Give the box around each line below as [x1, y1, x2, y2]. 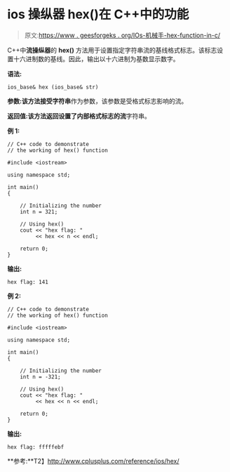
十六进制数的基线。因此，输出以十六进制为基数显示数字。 [13, 54, 180, 63]
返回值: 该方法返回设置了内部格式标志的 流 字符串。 [7, 112, 151, 120]
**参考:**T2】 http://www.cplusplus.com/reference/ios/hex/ [7, 457, 180, 465]
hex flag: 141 [7, 278, 49, 285]
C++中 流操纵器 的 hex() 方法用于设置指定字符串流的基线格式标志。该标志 [7, 46, 217, 54]
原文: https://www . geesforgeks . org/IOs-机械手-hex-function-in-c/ [24, 31, 221, 39]
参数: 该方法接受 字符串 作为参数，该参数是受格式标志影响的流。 [7, 96, 188, 105]
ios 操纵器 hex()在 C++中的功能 [7, 6, 189, 22]
